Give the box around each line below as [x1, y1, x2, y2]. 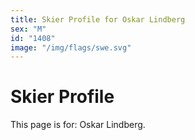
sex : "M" [10, 24, 47, 34]
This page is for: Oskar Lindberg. [10, 119, 146, 131]
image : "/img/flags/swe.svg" [10, 42, 132, 53]
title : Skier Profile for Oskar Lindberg [10, 14, 186, 25]
